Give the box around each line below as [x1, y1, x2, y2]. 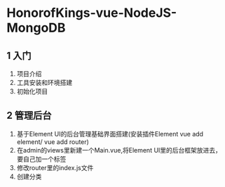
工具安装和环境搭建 [16, 79, 73, 86]
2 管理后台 [6, 110, 52, 122]
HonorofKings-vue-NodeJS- [6, 5, 177, 21]
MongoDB [6, 20, 66, 36]
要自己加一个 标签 [16, 155, 67, 163]
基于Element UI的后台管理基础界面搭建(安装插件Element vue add [16, 129, 204, 138]
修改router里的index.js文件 [16, 163, 94, 172]
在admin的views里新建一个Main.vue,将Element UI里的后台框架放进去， [16, 146, 222, 154]
